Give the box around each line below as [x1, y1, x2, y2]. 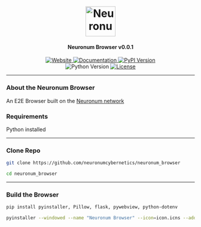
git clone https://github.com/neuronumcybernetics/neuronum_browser [6, 160, 181, 166]
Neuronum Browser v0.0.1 [68, 43, 133, 50]
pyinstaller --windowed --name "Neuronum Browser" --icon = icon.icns [6, 215, 181, 221]
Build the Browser [6, 190, 59, 199]
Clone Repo [6, 146, 41, 155]
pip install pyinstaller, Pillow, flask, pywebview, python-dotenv [6, 204, 178, 210]
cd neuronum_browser [6, 171, 58, 177]
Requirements [6, 112, 48, 120]
